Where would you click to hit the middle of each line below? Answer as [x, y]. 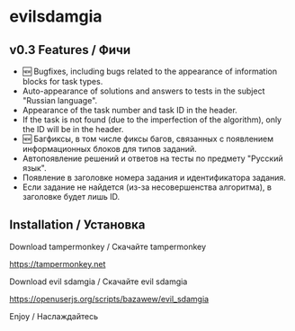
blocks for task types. [63, 81]
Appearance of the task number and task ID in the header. [130, 110]
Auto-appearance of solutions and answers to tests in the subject [143, 91]
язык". [34, 168]
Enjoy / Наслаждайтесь [54, 316]
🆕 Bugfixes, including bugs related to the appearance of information [149, 71]
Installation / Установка [77, 225]
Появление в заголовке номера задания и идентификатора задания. [154, 178]
